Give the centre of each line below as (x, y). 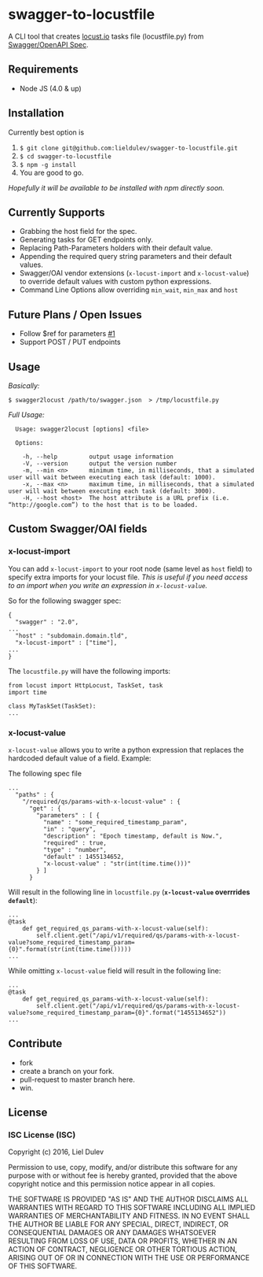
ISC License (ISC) (42, 1135)
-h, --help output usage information (98, 457)
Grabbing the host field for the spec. (78, 231)
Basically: (24, 386)
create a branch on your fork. (67, 1071)
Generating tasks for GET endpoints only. (86, 240)
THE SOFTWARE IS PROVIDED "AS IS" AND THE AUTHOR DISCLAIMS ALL (128, 1199)
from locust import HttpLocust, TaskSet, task (86, 685)
